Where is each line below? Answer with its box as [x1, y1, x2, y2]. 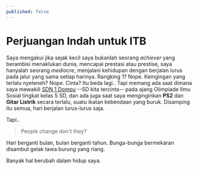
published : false [6, 8, 49, 15]
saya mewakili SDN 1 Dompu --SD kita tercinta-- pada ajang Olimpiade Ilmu [6, 86, 191, 93]
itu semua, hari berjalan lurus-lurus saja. [6, 105, 105, 112]
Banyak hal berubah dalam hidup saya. [6, 157, 101, 164]
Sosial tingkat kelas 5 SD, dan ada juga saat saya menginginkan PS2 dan [6, 92, 184, 99]
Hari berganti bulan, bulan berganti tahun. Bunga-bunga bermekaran [6, 139, 174, 146]
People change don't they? [20, 127, 87, 134]
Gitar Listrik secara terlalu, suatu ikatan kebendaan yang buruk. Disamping [6, 98, 190, 105]
